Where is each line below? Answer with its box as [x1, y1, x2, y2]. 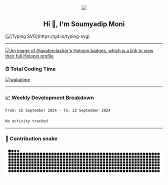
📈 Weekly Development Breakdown [5, 94, 94, 101]
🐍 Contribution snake [5, 135, 57, 142]
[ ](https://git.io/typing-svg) [5, 33, 90, 39]
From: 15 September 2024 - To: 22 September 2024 [5, 108, 111, 113]
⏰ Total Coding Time [5, 65, 56, 72]
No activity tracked [5, 118, 48, 124]
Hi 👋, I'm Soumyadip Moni [43, 20, 125, 28]
